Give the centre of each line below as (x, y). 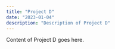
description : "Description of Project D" (58, 23)
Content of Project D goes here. (45, 40)
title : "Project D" (30, 12)
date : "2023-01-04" (30, 17)
